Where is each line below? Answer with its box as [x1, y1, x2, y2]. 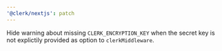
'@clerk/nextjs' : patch [6, 10, 75, 17]
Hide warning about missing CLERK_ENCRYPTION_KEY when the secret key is [6, 29, 215, 37]
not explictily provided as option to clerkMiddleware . [6, 35, 154, 44]
